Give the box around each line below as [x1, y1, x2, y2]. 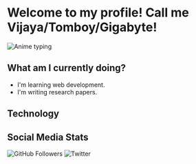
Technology [7, 108, 60, 120]
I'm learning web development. [17, 81, 105, 89]
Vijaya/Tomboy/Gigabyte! [7, 19, 157, 35]
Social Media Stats [7, 131, 89, 143]
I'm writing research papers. [17, 88, 98, 96]
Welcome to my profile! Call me [7, 5, 189, 21]
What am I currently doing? [7, 62, 126, 74]
